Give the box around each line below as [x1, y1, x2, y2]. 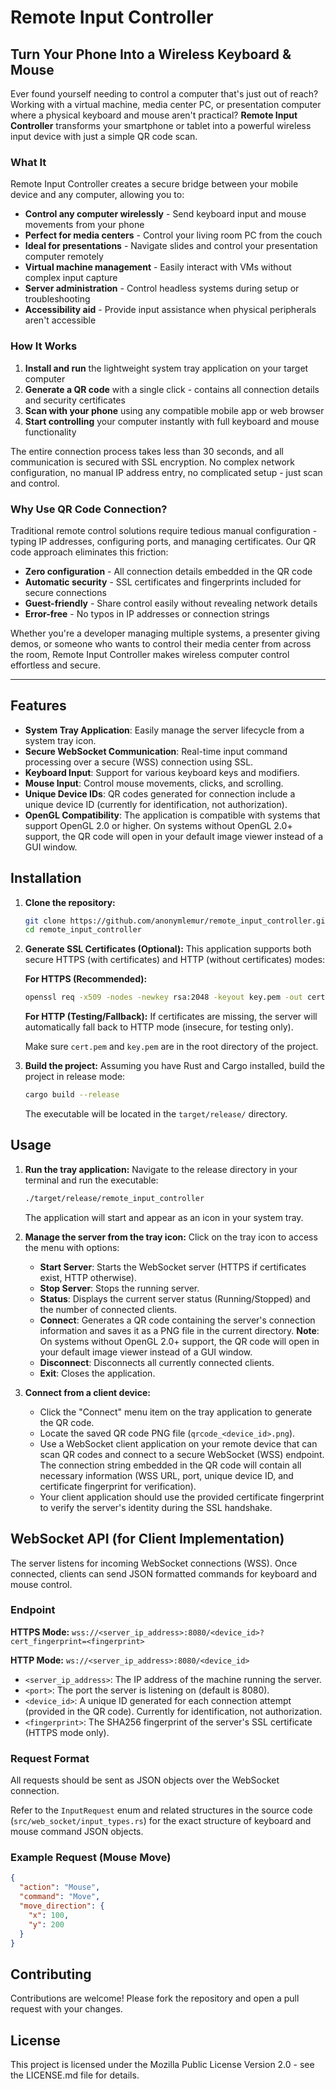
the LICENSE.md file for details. [10, 2069, 140, 2081]
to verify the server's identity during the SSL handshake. [39, 1501, 273, 1513]
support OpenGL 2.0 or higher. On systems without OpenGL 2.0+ [24, 819, 293, 831]
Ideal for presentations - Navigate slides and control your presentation [24, 240, 318, 252]
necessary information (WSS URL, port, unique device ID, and [39, 1469, 294, 1481]
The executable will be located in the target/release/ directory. [24, 1108, 288, 1120]
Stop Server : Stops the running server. [39, 1282, 200, 1294]
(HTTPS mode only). [24, 1726, 110, 1738]
